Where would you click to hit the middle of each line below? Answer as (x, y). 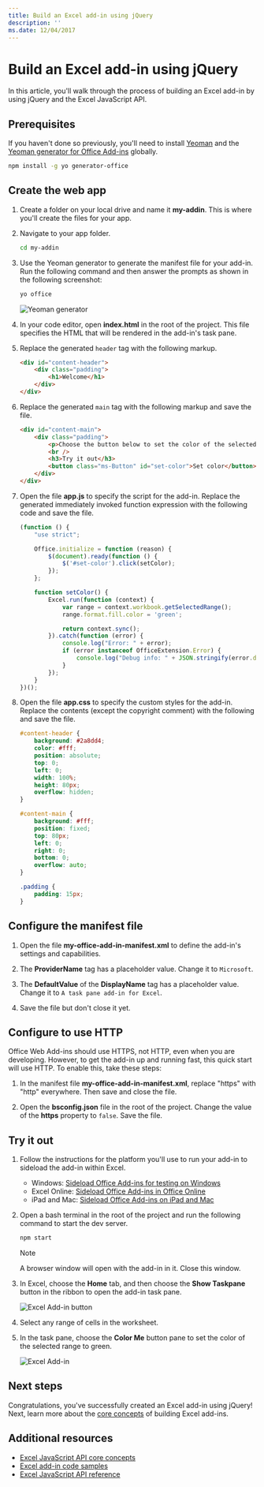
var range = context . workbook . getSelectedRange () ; (147, 607)
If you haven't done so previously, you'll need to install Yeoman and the (124, 144)
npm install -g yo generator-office (68, 166)
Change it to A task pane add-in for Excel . (91, 992)
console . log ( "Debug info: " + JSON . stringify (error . (165, 658)
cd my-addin (39, 248)
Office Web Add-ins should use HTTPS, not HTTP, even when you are (121, 1052)
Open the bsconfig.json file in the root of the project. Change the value (136, 1107)
